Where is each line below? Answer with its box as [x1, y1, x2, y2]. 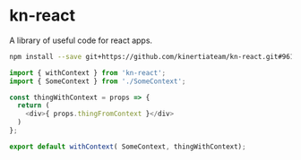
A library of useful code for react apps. [9, 35, 153, 46]
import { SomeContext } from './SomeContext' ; [9, 77, 186, 86]
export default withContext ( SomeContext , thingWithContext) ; [9, 142, 246, 151]
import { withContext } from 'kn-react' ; [9, 68, 167, 77]
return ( [17, 101, 50, 110]
